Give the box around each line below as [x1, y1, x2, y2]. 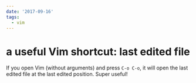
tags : [6, 14, 19, 20]
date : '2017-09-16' [6, 8, 54, 15]
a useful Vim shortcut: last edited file [6, 45, 191, 58]
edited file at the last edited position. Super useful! [6, 71, 128, 78]
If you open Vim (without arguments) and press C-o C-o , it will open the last [6, 64, 188, 71]
